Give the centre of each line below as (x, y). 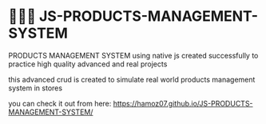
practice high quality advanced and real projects (88, 64)
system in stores (35, 88)
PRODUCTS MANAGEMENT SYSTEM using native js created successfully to (133, 55)
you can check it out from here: (60, 103)
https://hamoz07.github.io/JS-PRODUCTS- (183, 103)
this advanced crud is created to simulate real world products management (132, 79)
